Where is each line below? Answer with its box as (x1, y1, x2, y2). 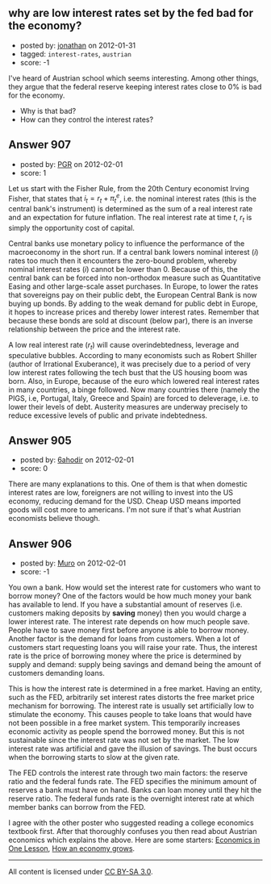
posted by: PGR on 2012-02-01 (19, 159, 123, 169)
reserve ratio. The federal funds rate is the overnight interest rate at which (8, 794, 255, 803)
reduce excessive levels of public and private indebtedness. (8, 411, 208, 420)
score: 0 (19, 464, 48, 473)
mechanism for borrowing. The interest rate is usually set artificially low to (8, 701, 254, 711)
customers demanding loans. (8, 669, 105, 678)
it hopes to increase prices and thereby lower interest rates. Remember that (8, 306, 260, 317)
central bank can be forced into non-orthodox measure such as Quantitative (8, 273, 261, 282)
